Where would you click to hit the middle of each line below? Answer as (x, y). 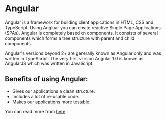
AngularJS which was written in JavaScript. (49, 63)
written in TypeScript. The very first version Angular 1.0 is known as (74, 58)
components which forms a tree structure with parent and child (70, 38)
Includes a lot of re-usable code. (46, 96)
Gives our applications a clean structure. (54, 91)
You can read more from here (35, 111)
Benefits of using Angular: (47, 79)
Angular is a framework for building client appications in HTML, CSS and (79, 22)
